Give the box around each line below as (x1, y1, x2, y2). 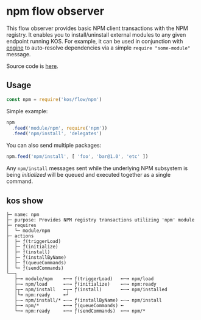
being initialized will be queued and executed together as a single (6, 171, 171, 179)
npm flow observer (6, 4, 105, 18)
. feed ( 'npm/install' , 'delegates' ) (12, 130, 102, 137)
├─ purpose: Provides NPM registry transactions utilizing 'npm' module (6, 217, 195, 223)
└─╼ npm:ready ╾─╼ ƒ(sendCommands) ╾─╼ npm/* (14, 308, 146, 314)
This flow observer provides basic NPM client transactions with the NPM (6, 24, 189, 32)
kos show (6, 195, 44, 206)
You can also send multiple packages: (6, 142, 102, 149)
